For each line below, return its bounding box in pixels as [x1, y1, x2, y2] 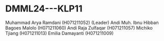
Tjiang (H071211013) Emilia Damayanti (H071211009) [5, 30, 114, 36]
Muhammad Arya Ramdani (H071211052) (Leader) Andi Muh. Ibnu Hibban [5, 19, 159, 25]
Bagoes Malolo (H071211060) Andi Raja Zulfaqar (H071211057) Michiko [5, 24, 153, 30]
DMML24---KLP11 [5, 3, 83, 14]
